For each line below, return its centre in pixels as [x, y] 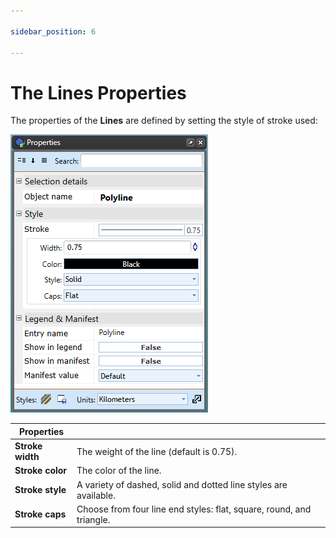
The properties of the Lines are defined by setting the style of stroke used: [164, 121]
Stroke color [41, 471]
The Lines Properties [98, 92]
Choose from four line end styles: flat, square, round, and [194, 509]
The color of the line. [119, 471]
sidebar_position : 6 [53, 31]
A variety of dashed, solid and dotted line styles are [182, 484]
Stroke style [40, 490]
